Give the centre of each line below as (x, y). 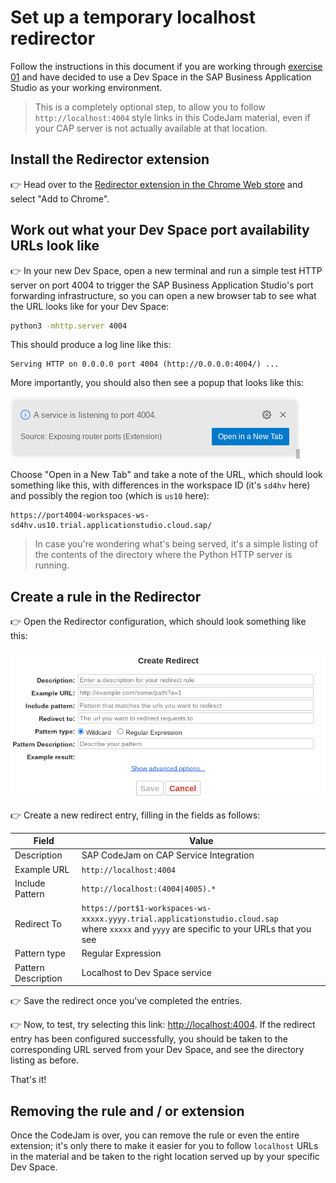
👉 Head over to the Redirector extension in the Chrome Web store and (156, 184)
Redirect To (38, 923)
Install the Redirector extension (110, 159)
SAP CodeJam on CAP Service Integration (168, 855)
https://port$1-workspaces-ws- (146, 909)
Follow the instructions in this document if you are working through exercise (166, 66)
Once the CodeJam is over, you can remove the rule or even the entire (155, 1135)
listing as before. (45, 1060)
